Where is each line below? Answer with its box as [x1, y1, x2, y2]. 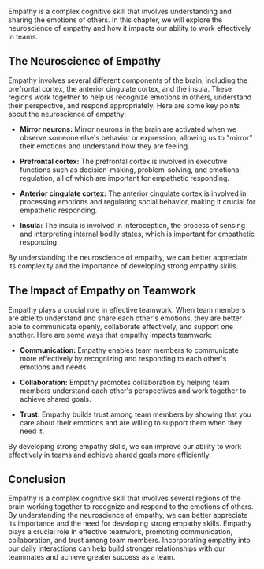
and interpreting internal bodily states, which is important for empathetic [19, 229, 255, 238]
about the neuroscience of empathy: [8, 109, 127, 118]
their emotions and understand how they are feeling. [19, 141, 191, 151]
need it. [19, 426, 45, 436]
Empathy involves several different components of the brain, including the [8, 75, 248, 85]
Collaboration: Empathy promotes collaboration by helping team [19, 377, 229, 387]
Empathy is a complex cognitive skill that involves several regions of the [8, 493, 242, 503]
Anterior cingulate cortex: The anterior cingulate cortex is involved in [19, 189, 247, 198]
